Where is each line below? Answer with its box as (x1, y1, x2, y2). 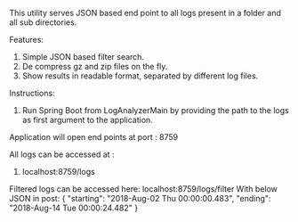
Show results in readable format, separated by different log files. (21, 70, 259, 81)
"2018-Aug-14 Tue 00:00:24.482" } (9, 202, 139, 213)
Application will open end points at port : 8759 (9, 132, 179, 142)
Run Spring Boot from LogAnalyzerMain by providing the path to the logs (21, 105, 289, 115)
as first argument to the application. (21, 115, 153, 125)
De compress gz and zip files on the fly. (21, 62, 168, 71)
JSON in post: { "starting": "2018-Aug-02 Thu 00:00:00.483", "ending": (9, 193, 271, 203)
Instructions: (9, 88, 55, 98)
